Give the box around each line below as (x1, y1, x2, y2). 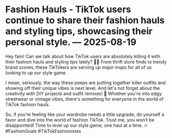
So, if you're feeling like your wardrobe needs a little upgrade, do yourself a (5, 111, 165, 117)
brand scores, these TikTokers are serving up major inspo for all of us (5, 64, 152, 70)
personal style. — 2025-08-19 (5, 36, 137, 48)
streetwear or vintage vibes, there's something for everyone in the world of (5, 96, 164, 102)
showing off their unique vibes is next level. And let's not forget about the (5, 85, 160, 91)
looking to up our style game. (5, 69, 68, 75)
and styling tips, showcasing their (5, 26, 153, 37)
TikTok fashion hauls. (5, 101, 50, 107)
